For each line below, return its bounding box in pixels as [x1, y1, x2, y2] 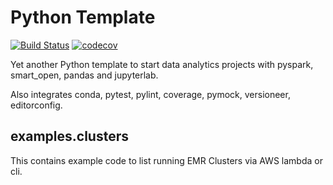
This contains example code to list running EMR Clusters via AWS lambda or [10, 154, 323, 166]
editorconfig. [10, 99, 63, 111]
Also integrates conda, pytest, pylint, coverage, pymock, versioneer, [10, 88, 291, 100]
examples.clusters [10, 128, 129, 145]
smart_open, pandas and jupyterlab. [10, 69, 159, 81]
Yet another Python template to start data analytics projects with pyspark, [10, 58, 314, 70]
